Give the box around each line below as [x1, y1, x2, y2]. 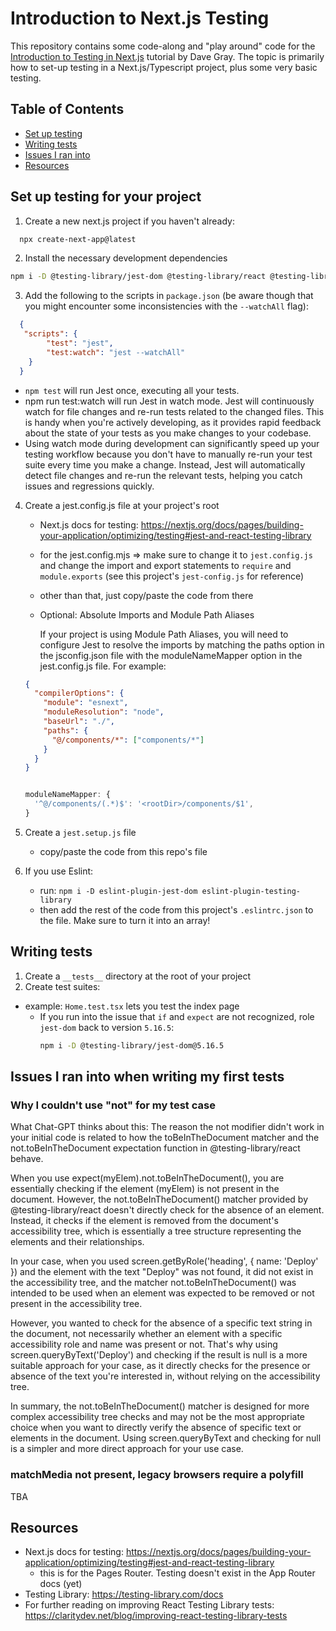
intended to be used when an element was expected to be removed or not [10, 1287, 315, 1299]
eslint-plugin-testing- [201, 886, 301, 896]
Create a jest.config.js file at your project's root [24, 499, 220, 511]
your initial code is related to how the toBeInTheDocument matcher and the [10, 1132, 320, 1144]
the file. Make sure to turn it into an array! [39, 914, 211, 926]
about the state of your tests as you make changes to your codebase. [24, 427, 312, 439]
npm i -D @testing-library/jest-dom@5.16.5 [39, 1040, 225, 1051]
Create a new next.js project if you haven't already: [24, 215, 235, 227]
